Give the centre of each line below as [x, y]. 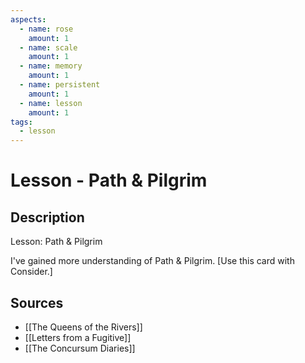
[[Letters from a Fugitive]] [78, 337]
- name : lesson [51, 103]
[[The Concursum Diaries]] [80, 348]
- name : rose [46, 29]
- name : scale [48, 47]
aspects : [28, 19]
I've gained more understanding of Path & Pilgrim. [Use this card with [152, 261]
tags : [21, 122]
